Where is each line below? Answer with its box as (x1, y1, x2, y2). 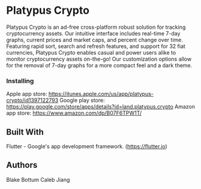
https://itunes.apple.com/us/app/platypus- (48, 91, 154, 98)
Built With (6, 127, 44, 137)
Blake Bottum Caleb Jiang (6, 176, 70, 183)
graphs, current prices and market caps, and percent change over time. (6, 36, 183, 43)
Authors (6, 160, 38, 170)
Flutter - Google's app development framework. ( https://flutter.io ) (6, 143, 168, 150)
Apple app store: (6, 91, 47, 98)
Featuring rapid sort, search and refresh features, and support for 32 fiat (6, 43, 186, 50)
